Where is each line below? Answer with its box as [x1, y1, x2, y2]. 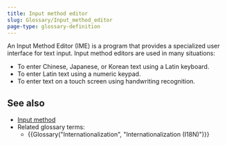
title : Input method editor [7, 10, 89, 17]
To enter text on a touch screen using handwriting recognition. [17, 77, 196, 86]
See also [7, 97, 45, 109]
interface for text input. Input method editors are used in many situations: [7, 49, 216, 57]
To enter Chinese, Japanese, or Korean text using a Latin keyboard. [17, 63, 210, 71]
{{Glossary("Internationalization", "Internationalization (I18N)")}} [27, 130, 210, 139]
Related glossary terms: [17, 123, 85, 131]
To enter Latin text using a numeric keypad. [17, 70, 141, 78]
